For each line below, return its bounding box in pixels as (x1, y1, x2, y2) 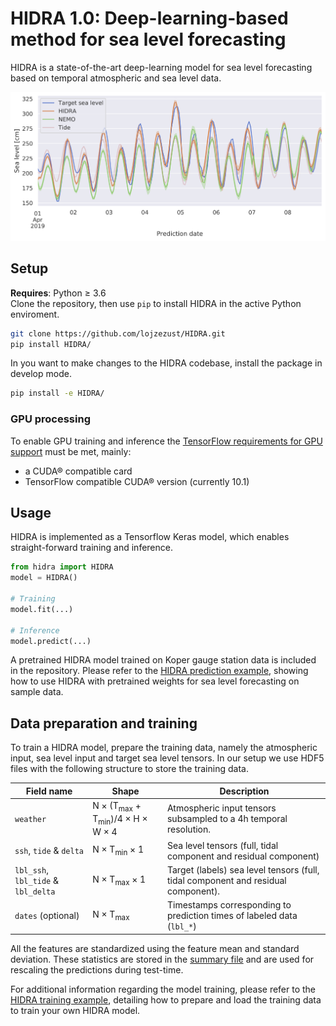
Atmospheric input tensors (166, 802, 277, 814)
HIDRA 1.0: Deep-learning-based (10, 7, 289, 30)
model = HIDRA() (10, 573, 78, 583)
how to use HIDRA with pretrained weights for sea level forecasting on (10, 675, 300, 687)
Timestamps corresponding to (166, 899, 292, 911)
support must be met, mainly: (10, 445, 132, 457)
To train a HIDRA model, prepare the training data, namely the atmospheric (10, 742, 318, 754)
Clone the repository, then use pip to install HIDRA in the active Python (10, 297, 302, 309)
